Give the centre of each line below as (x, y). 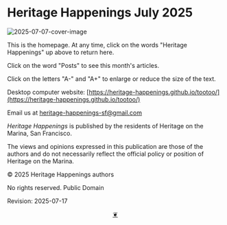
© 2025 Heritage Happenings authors (61, 174)
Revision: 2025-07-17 (37, 201)
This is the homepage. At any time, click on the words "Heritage (97, 45)
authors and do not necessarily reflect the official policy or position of (106, 154)
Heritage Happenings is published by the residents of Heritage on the (105, 126)
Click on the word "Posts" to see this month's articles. (83, 65)
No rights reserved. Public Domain (56, 187)
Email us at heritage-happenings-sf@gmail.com (75, 113)
